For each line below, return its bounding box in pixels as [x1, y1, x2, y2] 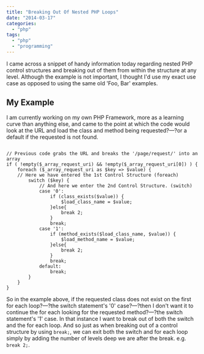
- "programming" [12, 44, 53, 50]
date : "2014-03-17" [6, 15, 56, 21]
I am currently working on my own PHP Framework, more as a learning [6, 114, 184, 121]
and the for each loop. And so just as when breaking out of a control [6, 321, 178, 329]
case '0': [38, 188, 64, 194]
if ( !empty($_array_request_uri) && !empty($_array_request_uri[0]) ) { [6, 161, 199, 167]
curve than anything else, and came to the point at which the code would [6, 120, 190, 128]
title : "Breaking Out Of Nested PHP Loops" [6, 9, 119, 15]
